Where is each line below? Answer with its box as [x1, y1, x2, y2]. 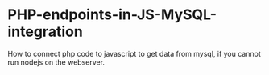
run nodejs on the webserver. [7, 57, 106, 67]
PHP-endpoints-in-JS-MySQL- [7, 6, 217, 24]
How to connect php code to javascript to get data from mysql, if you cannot [7, 49, 261, 58]
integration [7, 22, 84, 41]
